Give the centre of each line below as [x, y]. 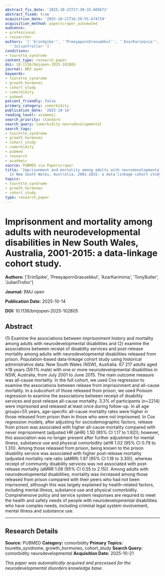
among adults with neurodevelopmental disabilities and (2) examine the [77, 344]
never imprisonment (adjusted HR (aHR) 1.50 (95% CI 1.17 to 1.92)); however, [82, 432]
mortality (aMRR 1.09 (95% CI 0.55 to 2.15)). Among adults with [85, 469]
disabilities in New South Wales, [72, 242]
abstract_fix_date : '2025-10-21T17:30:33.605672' [57, 10]
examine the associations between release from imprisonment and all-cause [82, 385]
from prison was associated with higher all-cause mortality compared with [80, 427]
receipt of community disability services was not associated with [71, 464]
